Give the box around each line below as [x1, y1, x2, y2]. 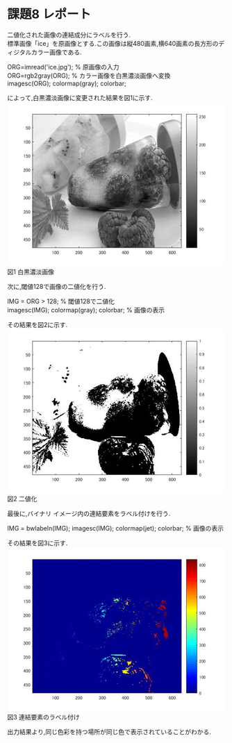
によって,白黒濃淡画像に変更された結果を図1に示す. [7, 93, 153, 101]
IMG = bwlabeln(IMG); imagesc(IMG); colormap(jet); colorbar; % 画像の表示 [7, 524, 224, 532]
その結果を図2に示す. [7, 320, 68, 328]
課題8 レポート [7, 6, 92, 22]
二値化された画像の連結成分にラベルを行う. [7, 31, 131, 39]
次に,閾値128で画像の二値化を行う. [7, 282, 106, 290]
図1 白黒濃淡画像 [7, 267, 54, 276]
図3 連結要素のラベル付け [7, 712, 80, 721]
